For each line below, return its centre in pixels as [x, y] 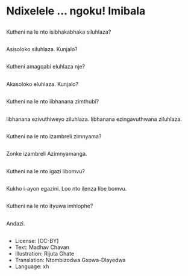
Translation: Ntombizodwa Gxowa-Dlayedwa [70, 260]
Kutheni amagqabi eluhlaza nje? [46, 67]
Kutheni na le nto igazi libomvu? [46, 171]
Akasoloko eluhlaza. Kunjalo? [42, 84]
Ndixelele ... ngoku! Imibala [76, 11]
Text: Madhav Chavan [42, 247]
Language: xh [32, 266]
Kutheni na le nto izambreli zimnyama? [54, 136]
